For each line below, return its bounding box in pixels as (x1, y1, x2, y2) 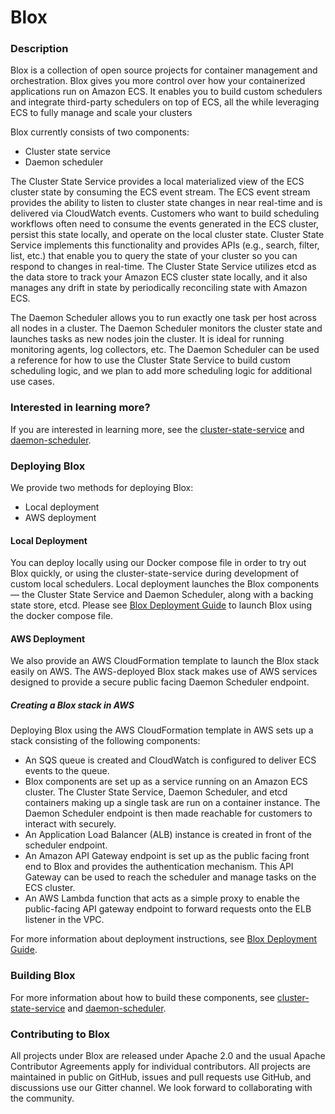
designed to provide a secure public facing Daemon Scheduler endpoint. (10, 676, 310, 688)
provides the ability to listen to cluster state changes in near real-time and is (10, 197, 323, 209)
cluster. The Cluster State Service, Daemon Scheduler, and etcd (24, 786, 288, 798)
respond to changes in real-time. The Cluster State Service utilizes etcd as (10, 261, 317, 273)
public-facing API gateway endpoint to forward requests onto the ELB (24, 903, 312, 915)
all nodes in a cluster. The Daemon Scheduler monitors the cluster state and (10, 322, 323, 335)
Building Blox (10, 969, 76, 983)
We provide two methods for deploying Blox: (10, 482, 194, 494)
